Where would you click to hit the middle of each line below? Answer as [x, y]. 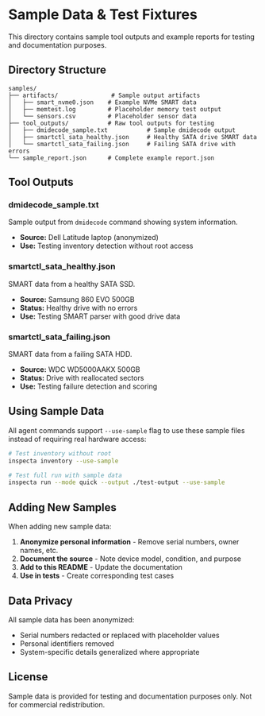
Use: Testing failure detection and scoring [88, 386]
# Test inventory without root [60, 453]
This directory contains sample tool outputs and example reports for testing [132, 37]
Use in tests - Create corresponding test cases [97, 576]
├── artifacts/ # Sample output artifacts [104, 95]
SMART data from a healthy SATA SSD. [72, 284]
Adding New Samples [63, 507]
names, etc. [39, 551]
